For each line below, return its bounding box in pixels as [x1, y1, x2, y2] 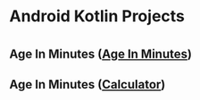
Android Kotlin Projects [9, 6, 186, 27]
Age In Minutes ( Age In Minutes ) [9, 47, 192, 62]
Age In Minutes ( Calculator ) [9, 77, 166, 92]
